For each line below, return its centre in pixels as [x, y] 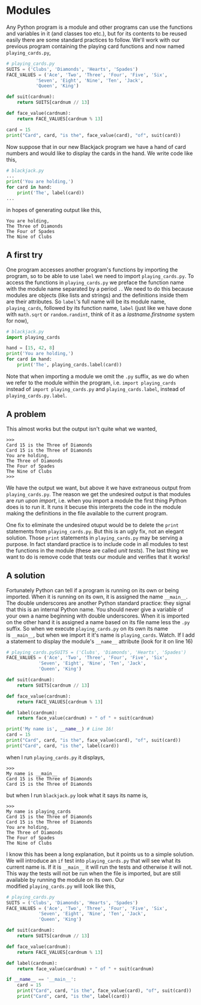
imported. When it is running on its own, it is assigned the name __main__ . [97, 597]
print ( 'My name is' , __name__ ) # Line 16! [60, 729]
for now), [17, 320]
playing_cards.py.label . [37, 395]
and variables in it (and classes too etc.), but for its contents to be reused [97, 33]
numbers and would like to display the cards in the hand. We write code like [100, 153]
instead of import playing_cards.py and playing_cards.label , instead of [96, 389]
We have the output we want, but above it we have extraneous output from [98, 488]
